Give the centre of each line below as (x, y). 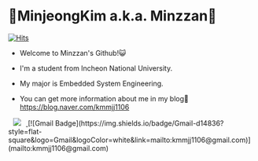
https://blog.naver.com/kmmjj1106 (74, 107)
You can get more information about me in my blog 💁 (104, 98)
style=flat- (25, 131)
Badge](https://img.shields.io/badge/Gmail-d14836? (139, 123)
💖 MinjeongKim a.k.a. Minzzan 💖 (112, 16)
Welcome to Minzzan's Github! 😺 (73, 53)
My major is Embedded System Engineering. (91, 83)
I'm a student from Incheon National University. (96, 68)
